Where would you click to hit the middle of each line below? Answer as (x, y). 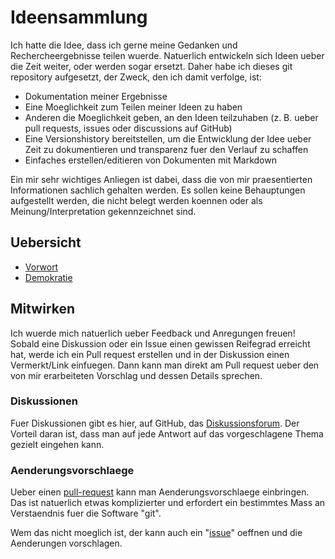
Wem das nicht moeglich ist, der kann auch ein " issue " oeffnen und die (156, 533)
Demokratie (48, 277)
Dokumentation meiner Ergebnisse (96, 96)
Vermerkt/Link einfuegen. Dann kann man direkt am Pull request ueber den (165, 365)
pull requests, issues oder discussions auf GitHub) (128, 128)
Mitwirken (43, 309)
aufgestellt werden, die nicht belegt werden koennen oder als (136, 200)
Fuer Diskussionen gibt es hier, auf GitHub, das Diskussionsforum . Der (155, 423)
